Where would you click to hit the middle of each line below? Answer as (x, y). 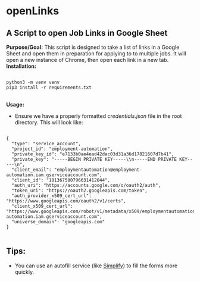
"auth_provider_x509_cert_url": (52, 196)
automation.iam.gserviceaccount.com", (54, 175)
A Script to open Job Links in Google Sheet (87, 33)
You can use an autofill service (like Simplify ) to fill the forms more (96, 266)
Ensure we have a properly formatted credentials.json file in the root (98, 116)
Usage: (15, 104)
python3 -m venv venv (33, 82)
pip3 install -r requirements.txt (49, 88)
